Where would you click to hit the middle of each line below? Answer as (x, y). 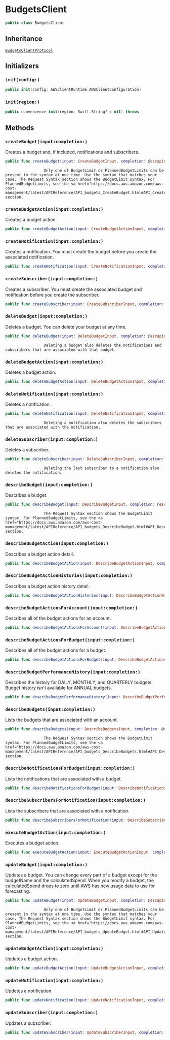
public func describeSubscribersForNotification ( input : (65, 820)
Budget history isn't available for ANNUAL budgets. (59, 688)
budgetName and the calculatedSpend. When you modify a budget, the (80, 881)
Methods (20, 128)
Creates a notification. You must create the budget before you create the (81, 252)
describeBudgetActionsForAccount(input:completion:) (72, 608)
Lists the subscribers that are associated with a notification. (68, 810)
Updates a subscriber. (28, 1023)
